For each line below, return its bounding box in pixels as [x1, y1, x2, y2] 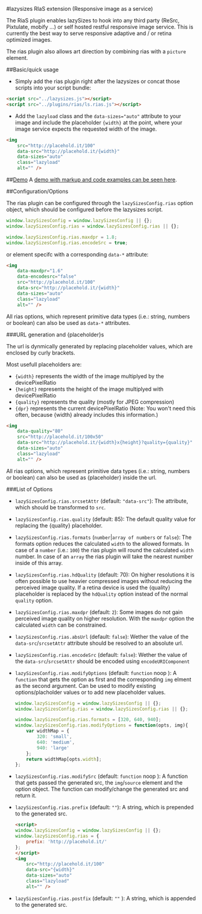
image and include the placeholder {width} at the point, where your [14, 119, 183, 126]
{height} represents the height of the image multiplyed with [14, 385, 164, 393]
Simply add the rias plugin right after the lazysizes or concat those [14, 78, 180, 85]
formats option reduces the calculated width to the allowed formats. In [14, 540, 190, 547]
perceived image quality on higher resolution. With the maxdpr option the [14, 615, 194, 622]
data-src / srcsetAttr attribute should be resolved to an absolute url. [14, 639, 183, 647]
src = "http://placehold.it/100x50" [17, 434, 104, 440]
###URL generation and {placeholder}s [6, 331, 104, 338]
